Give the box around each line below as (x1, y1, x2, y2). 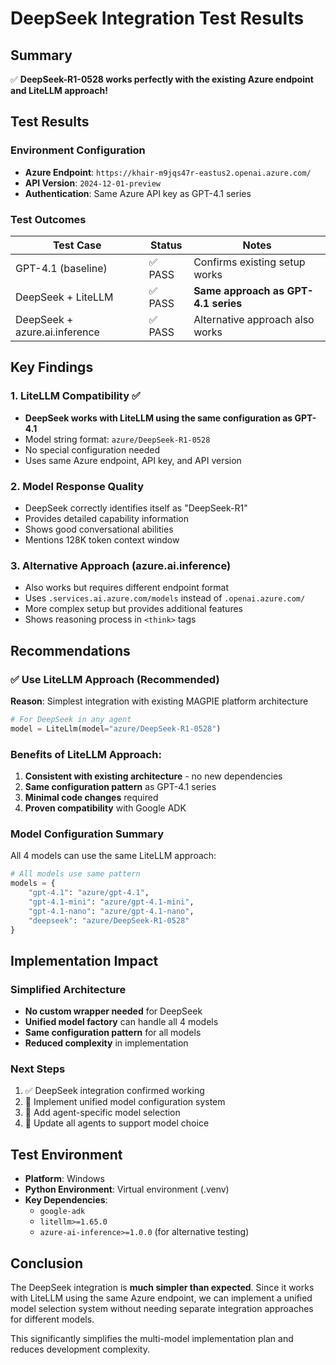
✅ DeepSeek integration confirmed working (24, 1085, 205, 1097)
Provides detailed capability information (24, 512, 189, 524)
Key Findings (10, 359, 94, 376)
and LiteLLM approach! (10, 85, 108, 96)
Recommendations (10, 642, 131, 659)
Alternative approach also (193, 312, 315, 326)
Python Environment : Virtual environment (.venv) (24, 1183, 230, 1196)
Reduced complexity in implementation (24, 1037, 189, 1049)
